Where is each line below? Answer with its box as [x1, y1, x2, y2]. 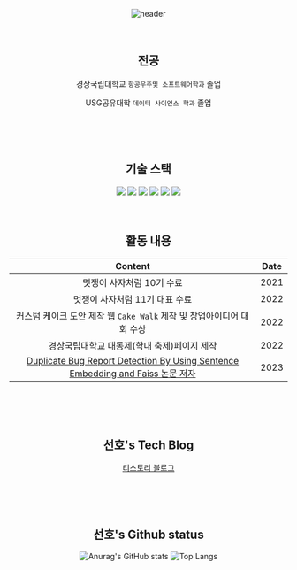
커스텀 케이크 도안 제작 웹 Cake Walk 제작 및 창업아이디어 [16, 310, 239, 322]
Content [114, 260, 150, 273]
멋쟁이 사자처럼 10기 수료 [82, 277, 183, 289]
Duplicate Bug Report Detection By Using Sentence [26, 355, 240, 367]
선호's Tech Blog [103, 437, 194, 452]
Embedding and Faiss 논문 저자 [69, 367, 196, 380]
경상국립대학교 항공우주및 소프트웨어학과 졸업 [75, 78, 222, 89]
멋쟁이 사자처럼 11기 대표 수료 [72, 293, 193, 305]
